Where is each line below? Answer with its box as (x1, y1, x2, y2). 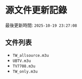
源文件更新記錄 (5, 5, 67, 16)
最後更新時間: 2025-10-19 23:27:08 (5, 22, 77, 28)
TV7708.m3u (12, 63, 36, 68)
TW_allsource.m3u (12, 53, 49, 58)
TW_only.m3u (12, 69, 38, 74)
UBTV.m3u (12, 58, 31, 63)
